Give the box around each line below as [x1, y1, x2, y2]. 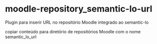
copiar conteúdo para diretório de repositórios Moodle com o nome [5, 29, 141, 34]
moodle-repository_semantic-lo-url [5, 3, 153, 15]
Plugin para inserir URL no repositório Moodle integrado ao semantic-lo [5, 19, 149, 25]
